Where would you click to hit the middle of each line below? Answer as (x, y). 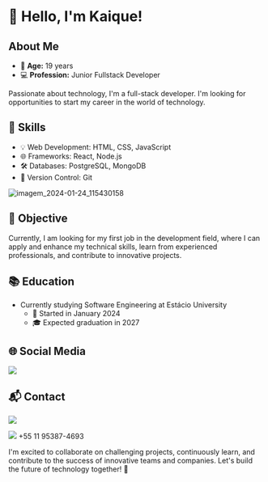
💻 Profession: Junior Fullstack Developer (90, 75)
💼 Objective (38, 219)
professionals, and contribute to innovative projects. (95, 255)
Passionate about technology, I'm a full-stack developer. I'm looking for (127, 93)
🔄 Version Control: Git (56, 177)
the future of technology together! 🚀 (68, 469)
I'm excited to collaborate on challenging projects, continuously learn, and (132, 452)
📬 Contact (37, 397)
